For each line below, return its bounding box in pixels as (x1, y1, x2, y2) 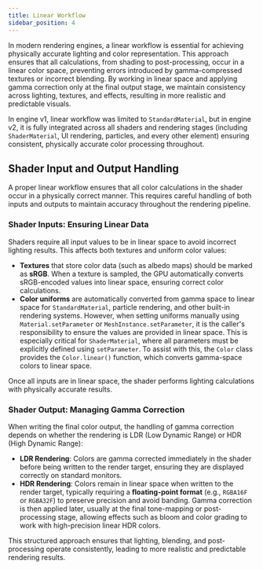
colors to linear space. (19, 361, 92, 370)
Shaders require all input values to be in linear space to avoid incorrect (8, 237, 237, 246)
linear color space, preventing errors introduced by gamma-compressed (8, 65, 243, 75)
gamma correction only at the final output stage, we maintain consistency (8, 82, 246, 91)
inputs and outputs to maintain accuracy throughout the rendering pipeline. (8, 200, 251, 209)
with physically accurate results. (8, 384, 112, 394)
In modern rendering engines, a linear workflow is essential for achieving (8, 40, 244, 50)
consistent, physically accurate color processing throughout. (8, 139, 205, 149)
